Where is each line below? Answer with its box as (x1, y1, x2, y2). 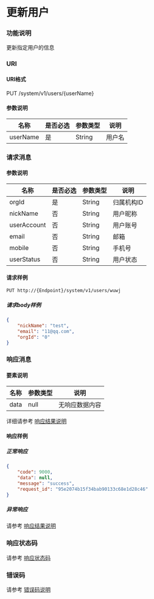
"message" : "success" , (17, 480, 75, 487)
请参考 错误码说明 (6, 586, 51, 593)
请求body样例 (6, 301, 41, 309)
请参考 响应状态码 (6, 554, 51, 561)
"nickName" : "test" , (17, 322, 69, 329)
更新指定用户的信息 (6, 44, 55, 51)
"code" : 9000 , (17, 469, 53, 476)
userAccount (9, 221, 46, 229)
